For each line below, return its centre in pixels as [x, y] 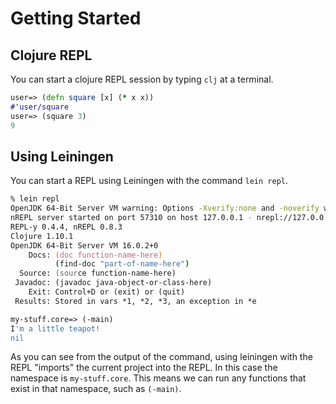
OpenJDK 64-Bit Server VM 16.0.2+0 [84, 245]
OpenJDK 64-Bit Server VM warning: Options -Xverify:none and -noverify [165, 208]
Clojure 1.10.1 [42, 236]
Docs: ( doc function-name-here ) [95, 255]
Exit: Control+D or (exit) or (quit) [107, 292]
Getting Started [76, 18]
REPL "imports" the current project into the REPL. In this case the [144, 368]
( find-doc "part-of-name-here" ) [122, 264]
